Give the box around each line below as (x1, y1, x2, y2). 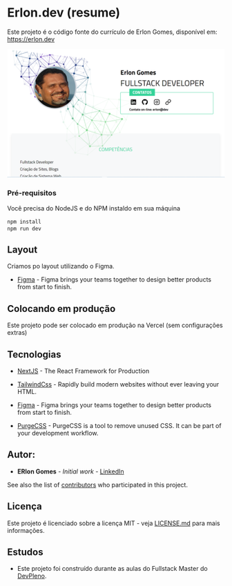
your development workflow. (17, 429, 99, 437)
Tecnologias (7, 349, 61, 360)
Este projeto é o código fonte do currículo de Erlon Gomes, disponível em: (7, 28, 217, 36)
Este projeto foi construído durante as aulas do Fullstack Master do (17, 565, 209, 573)
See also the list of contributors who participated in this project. (7, 480, 188, 489)
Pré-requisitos (7, 188, 57, 198)
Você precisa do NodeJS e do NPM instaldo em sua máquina (7, 204, 181, 212)
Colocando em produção (7, 302, 116, 315)
